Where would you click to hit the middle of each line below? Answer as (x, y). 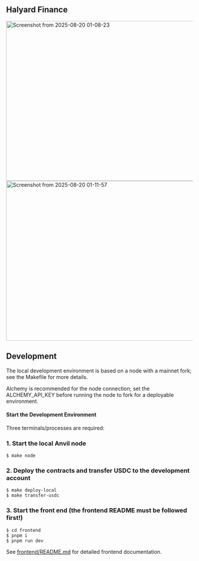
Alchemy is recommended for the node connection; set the (78, 388)
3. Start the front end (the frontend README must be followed (97, 510)
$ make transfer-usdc (33, 496)
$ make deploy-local (32, 490)
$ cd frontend (24, 530)
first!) (15, 518)
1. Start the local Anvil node (46, 443)
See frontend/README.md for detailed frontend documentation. (84, 551)
